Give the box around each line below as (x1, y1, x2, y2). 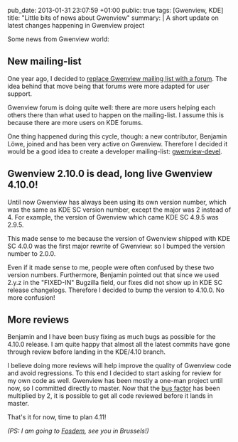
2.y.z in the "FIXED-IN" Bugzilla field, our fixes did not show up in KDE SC (7, 278, 222, 286)
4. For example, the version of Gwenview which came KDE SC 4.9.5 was (7, 212, 219, 221)
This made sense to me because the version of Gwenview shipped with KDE (7, 234, 231, 242)
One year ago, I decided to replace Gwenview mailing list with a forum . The (7, 74, 227, 82)
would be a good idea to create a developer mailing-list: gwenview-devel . (7, 147, 222, 156)
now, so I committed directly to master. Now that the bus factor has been (7, 384, 220, 393)
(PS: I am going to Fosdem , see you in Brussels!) (7, 426, 149, 436)
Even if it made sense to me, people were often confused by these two (7, 263, 215, 271)
